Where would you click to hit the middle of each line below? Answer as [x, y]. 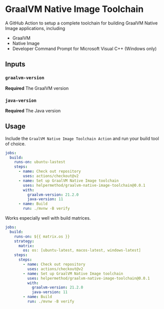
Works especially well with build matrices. [48, 218]
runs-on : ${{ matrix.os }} [42, 236]
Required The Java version [33, 110]
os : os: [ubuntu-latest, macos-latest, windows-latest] [82, 251]
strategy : [24, 241]
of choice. [15, 144]
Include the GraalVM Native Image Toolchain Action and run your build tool [82, 138]
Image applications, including [35, 28]
